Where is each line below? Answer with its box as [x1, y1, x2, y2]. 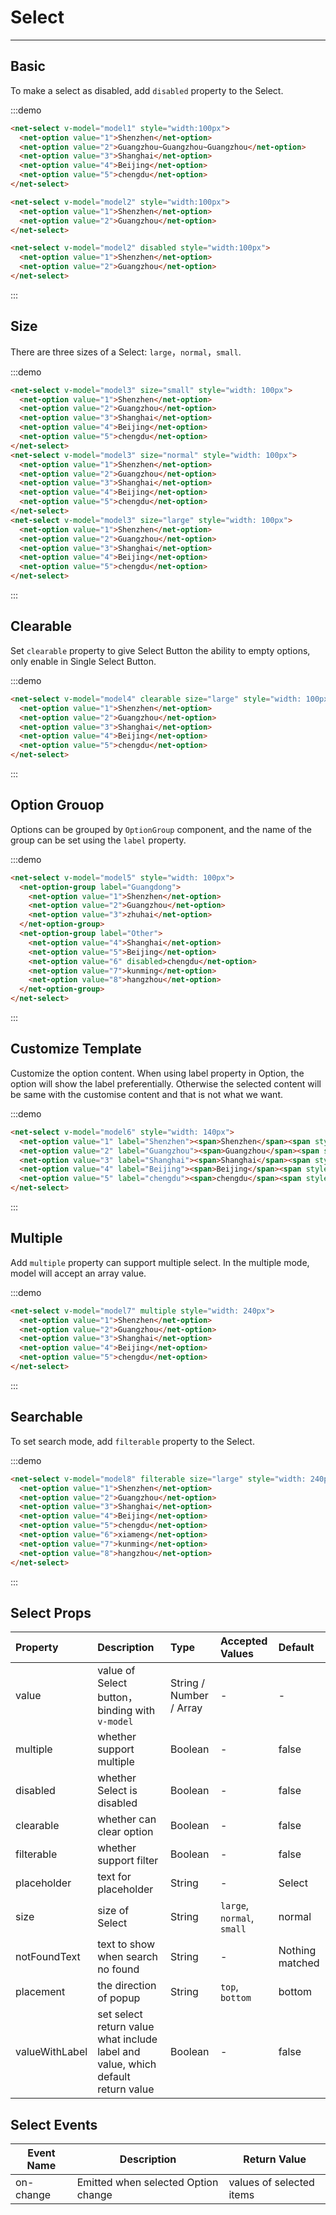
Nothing [278, 1944, 317, 1958]
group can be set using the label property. [10, 834, 187, 846]
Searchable [10, 1409, 83, 1426]
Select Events [10, 2116, 98, 2133]
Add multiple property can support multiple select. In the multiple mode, [10, 1256, 310, 1268]
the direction [97, 1979, 157, 1993]
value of [97, 1664, 136, 1678]
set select [97, 2007, 143, 2021]
